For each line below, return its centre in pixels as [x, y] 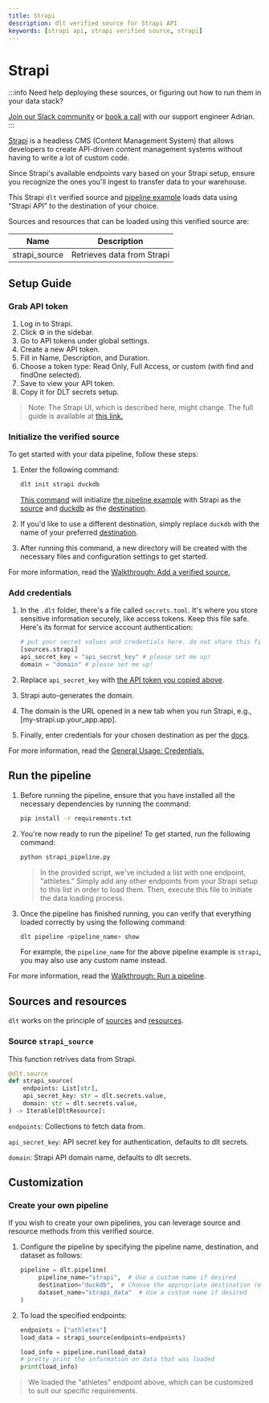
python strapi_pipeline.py [65, 857]
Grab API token [38, 306]
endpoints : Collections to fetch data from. [77, 1126]
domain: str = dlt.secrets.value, [80, 1104]
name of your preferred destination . [79, 533]
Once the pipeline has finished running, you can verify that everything [135, 913]
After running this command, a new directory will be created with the [133, 548]
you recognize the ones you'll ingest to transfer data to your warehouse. [128, 182]
